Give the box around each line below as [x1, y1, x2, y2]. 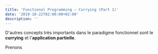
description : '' [5, 16, 39, 21]
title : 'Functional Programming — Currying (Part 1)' [5, 7, 119, 12]
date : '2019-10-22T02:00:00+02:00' [5, 12, 79, 17]
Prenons [5, 45, 22, 51]
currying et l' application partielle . [5, 35, 76, 41]
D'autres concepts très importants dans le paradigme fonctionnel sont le [5, 30, 154, 36]
